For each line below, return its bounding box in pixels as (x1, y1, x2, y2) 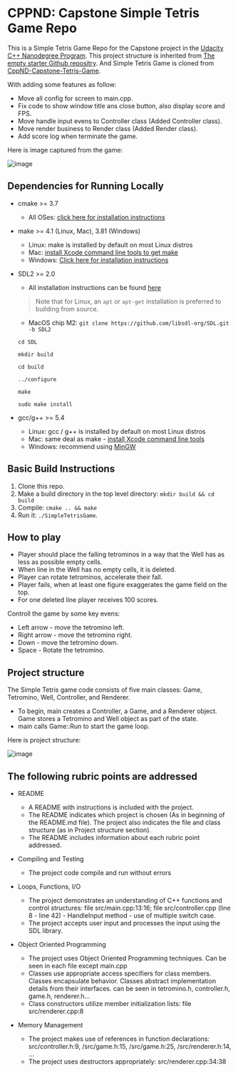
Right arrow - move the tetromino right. (17, 631, 133, 639)
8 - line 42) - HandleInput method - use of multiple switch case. (28, 911, 216, 920)
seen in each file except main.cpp (28, 962, 128, 970)
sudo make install (17, 400, 73, 408)
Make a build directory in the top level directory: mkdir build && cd (17, 489, 215, 498)
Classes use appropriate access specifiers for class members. (28, 969, 212, 978)
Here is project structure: (7, 736, 81, 745)
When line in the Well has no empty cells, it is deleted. (17, 565, 177, 574)
